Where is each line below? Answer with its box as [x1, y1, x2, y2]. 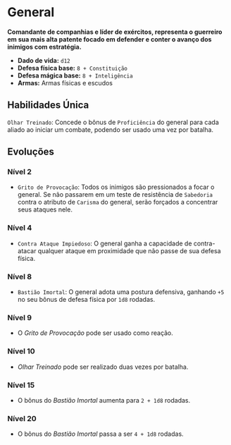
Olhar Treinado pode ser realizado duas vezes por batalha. [17, 362, 189, 371]
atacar [17, 246, 37, 255]
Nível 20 [7, 413, 37, 423]
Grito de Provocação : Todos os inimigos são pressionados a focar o [17, 183, 215, 191]
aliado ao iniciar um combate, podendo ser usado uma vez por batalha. [7, 125, 213, 134]
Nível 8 [7, 272, 32, 281]
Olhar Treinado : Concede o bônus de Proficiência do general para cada [7, 118, 220, 126]
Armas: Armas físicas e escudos [17, 78, 113, 87]
